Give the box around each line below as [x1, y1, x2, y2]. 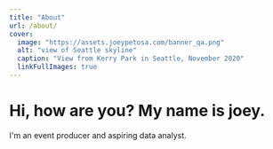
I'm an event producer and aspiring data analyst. [9, 129, 187, 140]
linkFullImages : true [17, 63, 98, 72]
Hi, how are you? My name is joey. [9, 101, 266, 121]
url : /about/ [9, 21, 58, 30]
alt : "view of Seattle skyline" [17, 46, 138, 55]
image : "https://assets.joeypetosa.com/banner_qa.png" [17, 37, 225, 47]
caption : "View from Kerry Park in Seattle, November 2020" [17, 54, 245, 63]
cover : [9, 29, 34, 38]
